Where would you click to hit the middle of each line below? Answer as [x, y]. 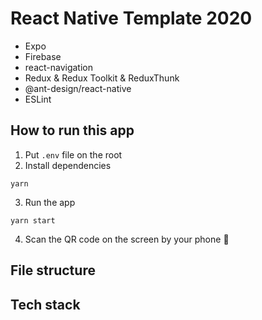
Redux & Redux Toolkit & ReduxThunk [102, 78]
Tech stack [45, 304]
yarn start [33, 220]
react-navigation [59, 67]
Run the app [50, 202]
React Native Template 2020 [131, 18]
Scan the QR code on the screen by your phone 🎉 [127, 239]
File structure [53, 270]
